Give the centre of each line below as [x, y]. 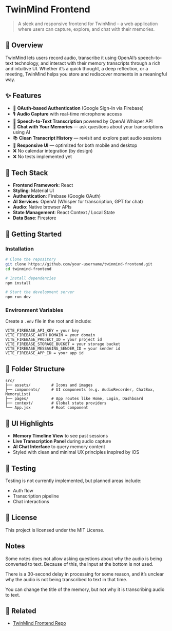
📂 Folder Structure [35, 369]
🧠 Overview [24, 45]
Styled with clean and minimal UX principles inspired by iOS [76, 452]
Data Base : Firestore [34, 218]
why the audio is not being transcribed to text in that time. [66, 579]
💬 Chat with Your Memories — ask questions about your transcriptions [88, 126]
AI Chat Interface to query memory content [59, 447]
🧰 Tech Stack [27, 173]
